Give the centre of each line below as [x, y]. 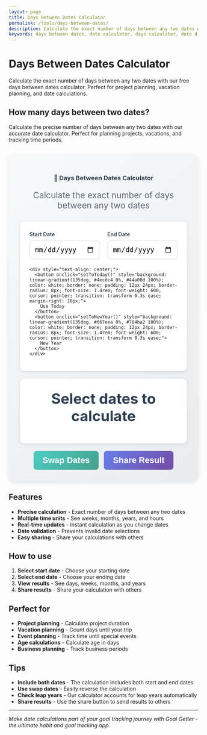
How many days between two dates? [79, 112]
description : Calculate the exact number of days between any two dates [102, 29]
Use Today [52, 307]
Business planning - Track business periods [73, 649]
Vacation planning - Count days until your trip [75, 630]
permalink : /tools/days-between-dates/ [59, 23]
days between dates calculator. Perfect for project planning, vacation [94, 87]
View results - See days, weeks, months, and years [82, 583]
